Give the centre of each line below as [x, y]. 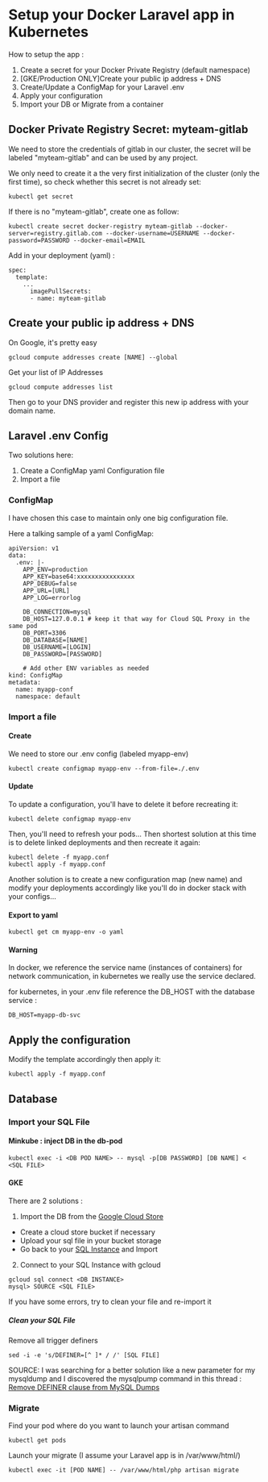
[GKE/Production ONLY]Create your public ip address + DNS [120, 78]
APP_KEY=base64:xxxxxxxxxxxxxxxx [79, 577]
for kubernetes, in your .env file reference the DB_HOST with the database [132, 992]
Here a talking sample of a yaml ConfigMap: [81, 533]
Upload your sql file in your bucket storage [91, 1240]
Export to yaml [33, 915]
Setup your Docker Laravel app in [122, 15]
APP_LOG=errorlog [52, 597]
